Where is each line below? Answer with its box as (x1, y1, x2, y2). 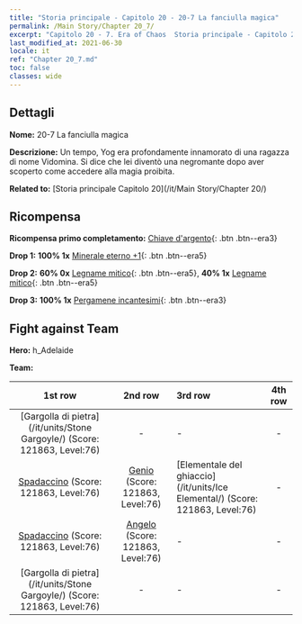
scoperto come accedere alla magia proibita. (9, 166, 175, 176)
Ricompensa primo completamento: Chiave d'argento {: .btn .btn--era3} (9, 233, 279, 244)
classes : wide (9, 72, 63, 81)
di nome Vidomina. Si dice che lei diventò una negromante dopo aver (9, 156, 265, 167)
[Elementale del (176, 458, 243, 471)
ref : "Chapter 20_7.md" (9, 55, 99, 64)
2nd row (122, 389, 160, 402)
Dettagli (9, 105, 55, 121)
